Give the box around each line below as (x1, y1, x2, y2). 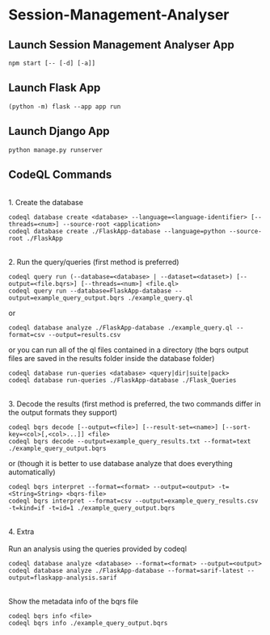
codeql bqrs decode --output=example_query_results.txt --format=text (8, 438, 251, 446)
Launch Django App (8, 124, 111, 138)
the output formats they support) (8, 408, 118, 418)
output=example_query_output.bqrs (8, 294, 125, 302)
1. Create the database (8, 198, 83, 208)
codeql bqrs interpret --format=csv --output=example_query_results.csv (8, 497, 259, 506)
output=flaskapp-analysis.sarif (8, 574, 117, 582)
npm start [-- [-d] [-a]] (8, 59, 95, 67)
